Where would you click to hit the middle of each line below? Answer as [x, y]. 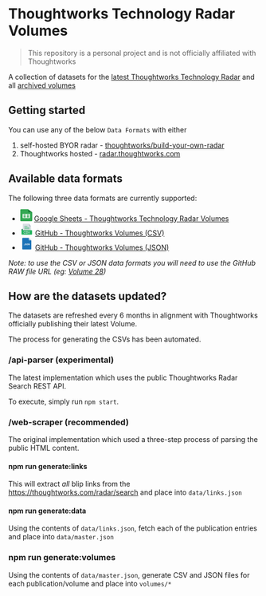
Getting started [47, 111]
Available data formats [66, 179]
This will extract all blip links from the [69, 484]
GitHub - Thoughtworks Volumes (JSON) [102, 247]
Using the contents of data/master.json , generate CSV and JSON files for [129, 574]
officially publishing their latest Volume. [73, 324]
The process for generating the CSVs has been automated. [105, 339]
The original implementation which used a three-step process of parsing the [133, 439]
